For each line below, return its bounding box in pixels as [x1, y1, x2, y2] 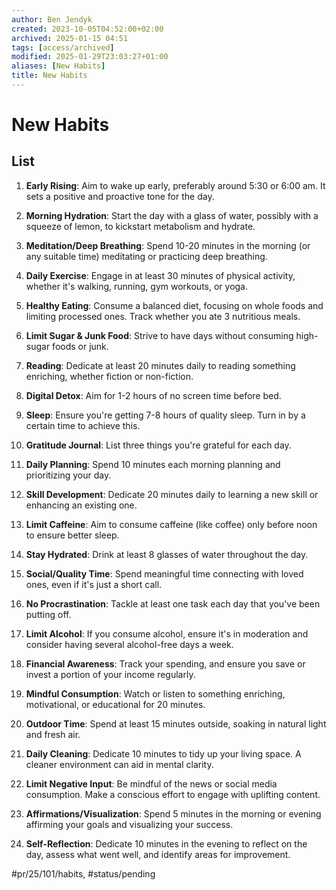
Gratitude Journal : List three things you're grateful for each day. [25, 439, 292, 451]
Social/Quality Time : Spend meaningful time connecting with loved [25, 567, 304, 580]
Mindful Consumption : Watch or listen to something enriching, [25, 687, 286, 700]
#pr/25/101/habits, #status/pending [11, 867, 156, 880]
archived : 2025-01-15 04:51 [11, 33, 129, 43]
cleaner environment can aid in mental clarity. [25, 758, 214, 770]
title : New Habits [11, 71, 88, 81]
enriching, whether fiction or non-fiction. [25, 370, 194, 382]
